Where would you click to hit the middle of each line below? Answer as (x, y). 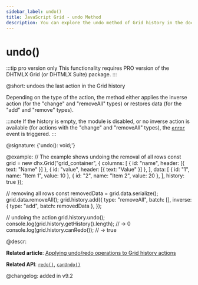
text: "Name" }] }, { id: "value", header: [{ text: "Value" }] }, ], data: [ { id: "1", (98, 170)
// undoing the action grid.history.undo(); (55, 218)
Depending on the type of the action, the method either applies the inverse (97, 98)
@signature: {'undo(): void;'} (41, 145)
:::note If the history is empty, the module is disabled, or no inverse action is (98, 121)
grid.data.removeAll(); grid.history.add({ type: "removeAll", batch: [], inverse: (99, 200)
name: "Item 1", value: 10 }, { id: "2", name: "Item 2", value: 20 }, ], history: (95, 176)
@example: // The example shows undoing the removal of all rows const (94, 157)
